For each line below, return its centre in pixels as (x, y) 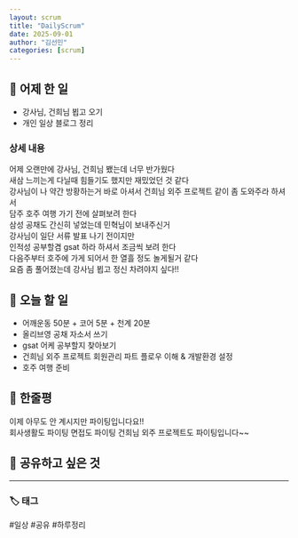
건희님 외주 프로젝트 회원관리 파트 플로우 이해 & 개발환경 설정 (127, 357)
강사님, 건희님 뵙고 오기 (63, 111)
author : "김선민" (39, 42)
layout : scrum (35, 17)
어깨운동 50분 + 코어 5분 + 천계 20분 (86, 323)
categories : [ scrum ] (47, 51)
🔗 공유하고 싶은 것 (55, 463)
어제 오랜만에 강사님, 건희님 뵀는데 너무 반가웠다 (92, 169)
